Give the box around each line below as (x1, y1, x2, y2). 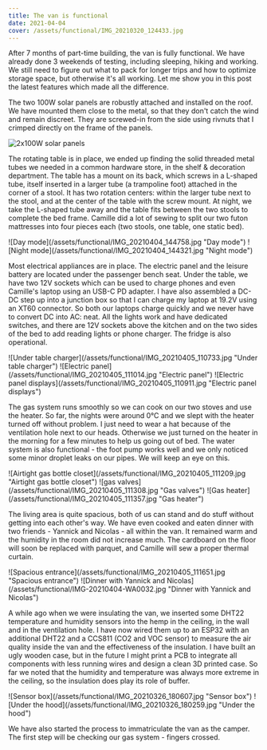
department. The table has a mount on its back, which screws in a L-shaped (8, 171, 257, 180)
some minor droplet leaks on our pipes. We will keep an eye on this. (8, 453, 230, 463)
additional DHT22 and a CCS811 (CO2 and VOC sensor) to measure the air (8, 634, 252, 643)
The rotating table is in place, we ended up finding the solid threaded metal (8, 154, 255, 164)
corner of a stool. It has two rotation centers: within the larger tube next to (8, 188, 251, 198)
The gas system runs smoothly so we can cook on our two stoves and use (8, 402, 253, 412)
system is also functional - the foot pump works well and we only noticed (8, 444, 249, 455)
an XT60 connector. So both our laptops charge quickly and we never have (8, 304, 254, 314)
